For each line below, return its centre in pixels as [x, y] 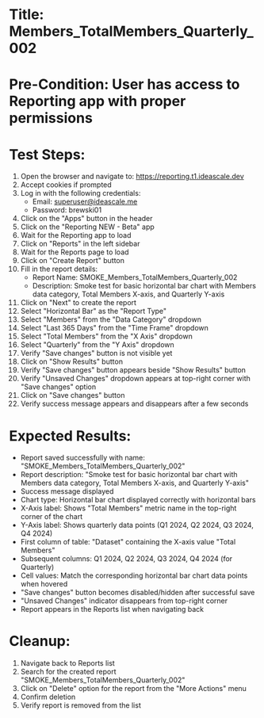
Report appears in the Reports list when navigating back [112, 609]
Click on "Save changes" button [73, 395]
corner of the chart [51, 517]
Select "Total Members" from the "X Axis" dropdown [106, 336]
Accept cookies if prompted [66, 185]
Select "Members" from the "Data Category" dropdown [111, 319]
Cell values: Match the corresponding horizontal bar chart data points [134, 575]
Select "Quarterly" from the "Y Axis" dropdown [98, 345]
